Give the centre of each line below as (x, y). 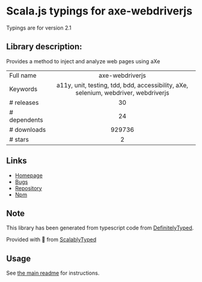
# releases (24, 102)
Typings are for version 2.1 (39, 28)
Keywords (23, 89)
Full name (23, 75)
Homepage (29, 175)
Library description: (44, 47)
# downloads (28, 130)
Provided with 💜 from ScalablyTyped (51, 240)
